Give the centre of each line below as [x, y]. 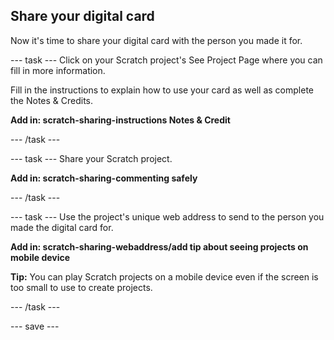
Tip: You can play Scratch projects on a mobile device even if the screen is [164, 276]
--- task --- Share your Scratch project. [91, 158]
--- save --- [35, 326]
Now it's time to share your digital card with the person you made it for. [156, 40]
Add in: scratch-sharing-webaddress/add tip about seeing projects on [159, 246]
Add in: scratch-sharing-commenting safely [104, 178]
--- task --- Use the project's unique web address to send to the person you [167, 216]
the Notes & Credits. [52, 100]
